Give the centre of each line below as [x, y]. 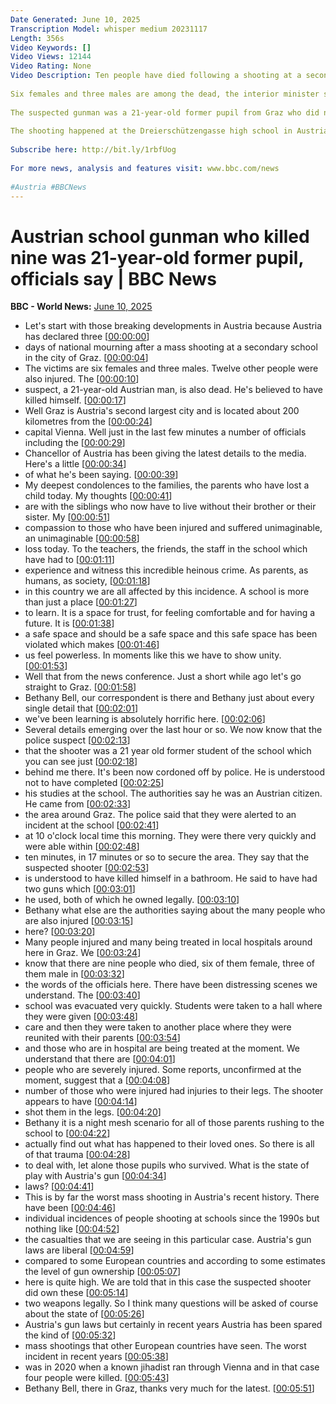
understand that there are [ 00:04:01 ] [100, 1059]
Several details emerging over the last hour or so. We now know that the [173, 730]
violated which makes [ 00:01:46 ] [92, 645]
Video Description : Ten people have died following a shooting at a [156, 76]
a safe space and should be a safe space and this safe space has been [171, 634]
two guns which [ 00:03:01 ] [80, 889]
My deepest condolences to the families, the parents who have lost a [167, 485]
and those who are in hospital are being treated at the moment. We [162, 1048]
